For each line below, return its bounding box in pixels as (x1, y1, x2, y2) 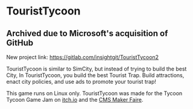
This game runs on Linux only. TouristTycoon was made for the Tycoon (6, 90, 183, 97)
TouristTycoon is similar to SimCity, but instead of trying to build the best (6, 65, 187, 72)
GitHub (6, 37, 34, 48)
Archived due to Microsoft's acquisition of (6, 28, 168, 39)
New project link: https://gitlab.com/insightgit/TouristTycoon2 (6, 54, 159, 61)
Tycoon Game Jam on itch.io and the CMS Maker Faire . (6, 96, 144, 103)
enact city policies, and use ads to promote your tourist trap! (6, 78, 157, 85)
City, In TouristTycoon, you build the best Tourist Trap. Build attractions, (6, 72, 185, 79)
